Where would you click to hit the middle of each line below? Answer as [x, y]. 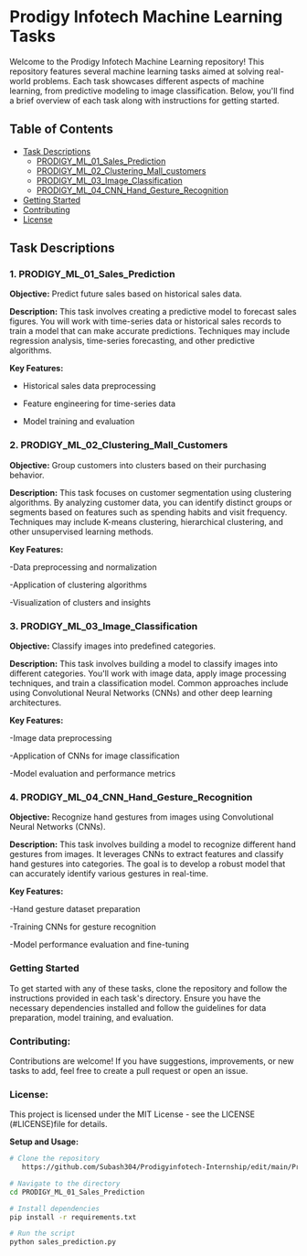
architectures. [36, 703]
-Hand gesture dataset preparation [75, 909]
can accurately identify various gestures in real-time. [109, 874]
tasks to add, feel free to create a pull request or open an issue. [129, 1070]
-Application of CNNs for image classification [95, 756]
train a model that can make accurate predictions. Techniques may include [150, 331]
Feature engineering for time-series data [99, 403]
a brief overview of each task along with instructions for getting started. [145, 100]
